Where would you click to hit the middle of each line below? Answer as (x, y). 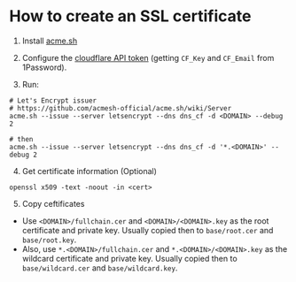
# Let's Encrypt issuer (53, 100)
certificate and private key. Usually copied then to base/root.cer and (148, 230)
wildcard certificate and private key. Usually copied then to (129, 258)
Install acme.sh (50, 41)
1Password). (44, 67)
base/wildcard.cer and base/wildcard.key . (100, 268)
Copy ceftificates (53, 203)
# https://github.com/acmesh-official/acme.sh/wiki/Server (121, 108)
